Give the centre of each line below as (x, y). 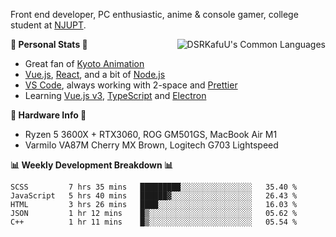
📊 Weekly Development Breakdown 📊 (92, 165)
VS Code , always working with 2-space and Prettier (131, 85)
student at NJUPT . (48, 25)
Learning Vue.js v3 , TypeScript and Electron (115, 95)
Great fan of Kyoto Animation (84, 63)
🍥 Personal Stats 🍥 (49, 44)
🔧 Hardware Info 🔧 (48, 115)
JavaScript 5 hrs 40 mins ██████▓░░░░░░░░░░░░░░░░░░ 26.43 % (154, 196)
